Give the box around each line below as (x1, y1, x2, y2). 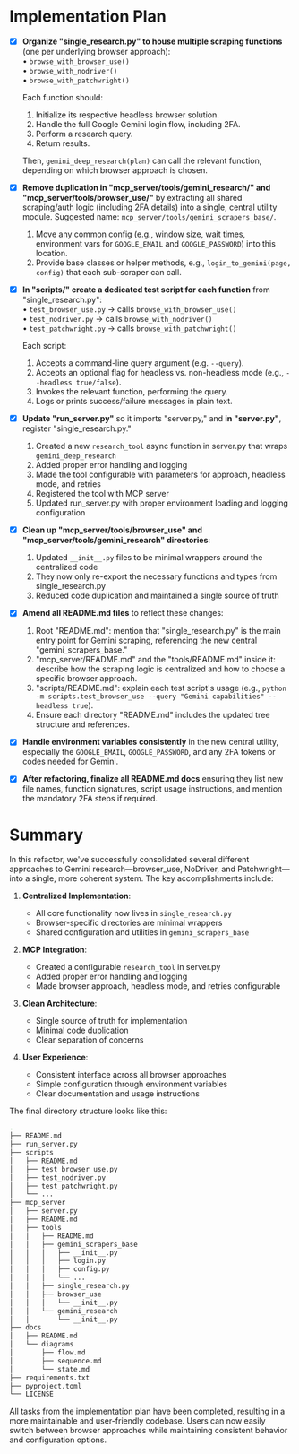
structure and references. (35, 719, 130, 730)
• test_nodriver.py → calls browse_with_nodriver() (21, 314, 213, 325)
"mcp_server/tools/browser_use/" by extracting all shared (21, 193, 243, 203)
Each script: (21, 341, 67, 351)
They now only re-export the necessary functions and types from (35, 571, 278, 582)
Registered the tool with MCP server (35, 489, 170, 499)
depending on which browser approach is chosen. (21, 165, 209, 176)
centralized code (35, 562, 98, 573)
